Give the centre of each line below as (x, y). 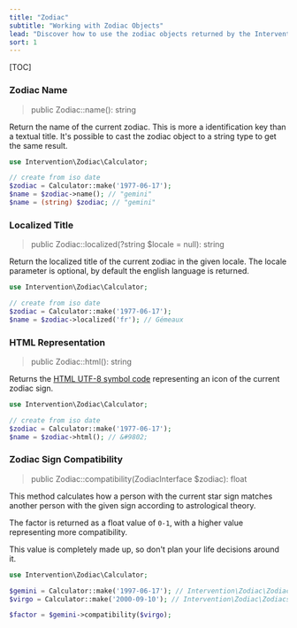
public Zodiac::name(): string (84, 109)
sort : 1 (23, 42)
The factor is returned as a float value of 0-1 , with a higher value (126, 523)
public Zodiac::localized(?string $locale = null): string (128, 244)
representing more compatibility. (69, 531)
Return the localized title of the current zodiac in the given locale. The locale (148, 261)
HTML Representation (57, 342)
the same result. (38, 145)
